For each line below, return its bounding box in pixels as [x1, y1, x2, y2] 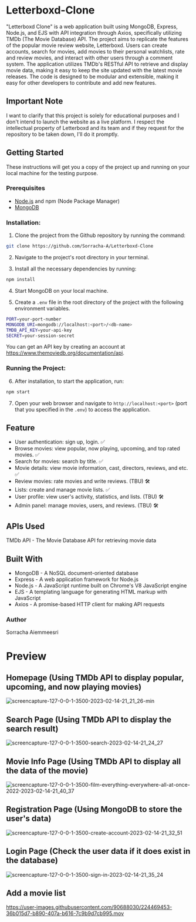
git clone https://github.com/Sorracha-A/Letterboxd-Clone [6, 243, 154, 249]
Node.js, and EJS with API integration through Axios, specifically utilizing [6, 29, 182, 36]
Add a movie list [6, 888, 66, 898]
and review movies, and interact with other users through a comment [6, 54, 173, 61]
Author [6, 615, 27, 623]
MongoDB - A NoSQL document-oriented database [14, 570, 139, 577]
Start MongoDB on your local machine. [14, 287, 109, 294]
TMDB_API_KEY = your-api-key [6, 327, 72, 333]
